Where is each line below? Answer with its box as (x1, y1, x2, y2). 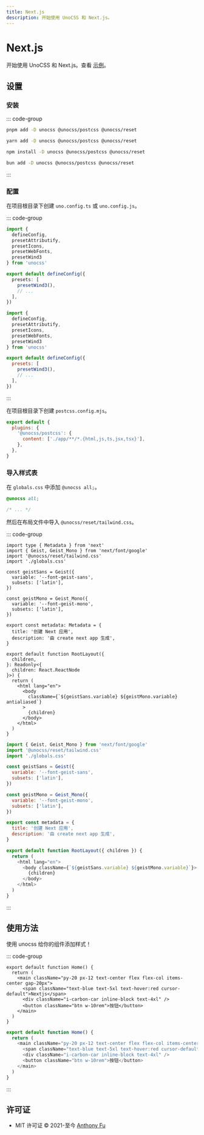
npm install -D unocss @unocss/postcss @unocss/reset (6, 148, 146, 155)
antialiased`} (6, 699, 42, 705)
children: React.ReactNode (12, 667, 80, 673)
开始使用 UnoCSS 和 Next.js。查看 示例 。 (6, 61, 109, 69)
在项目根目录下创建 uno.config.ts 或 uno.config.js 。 (6, 202, 140, 209)
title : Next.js (6, 9, 45, 15)
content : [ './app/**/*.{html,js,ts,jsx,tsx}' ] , (22, 436, 146, 442)
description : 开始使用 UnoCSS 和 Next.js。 (6, 15, 112, 21)
